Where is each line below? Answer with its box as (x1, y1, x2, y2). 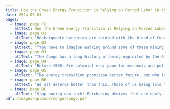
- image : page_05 (10, 68, 47, 73)
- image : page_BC (10, 86, 47, 92)
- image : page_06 (10, 77, 47, 82)
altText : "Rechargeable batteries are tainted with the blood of (14, 36, 155, 41)
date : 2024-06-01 (5, 12, 42, 17)
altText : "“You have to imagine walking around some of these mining (14, 45, 164, 50)
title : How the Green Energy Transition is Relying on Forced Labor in (5, 7, 159, 13)
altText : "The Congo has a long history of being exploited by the (14, 54, 159, 59)
